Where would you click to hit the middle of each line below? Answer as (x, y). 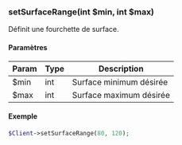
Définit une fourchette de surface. (64, 29)
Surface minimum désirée (120, 82)
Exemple (23, 116)
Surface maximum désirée (121, 95)
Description (121, 69)
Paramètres (28, 47)
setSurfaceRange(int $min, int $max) (81, 12)
